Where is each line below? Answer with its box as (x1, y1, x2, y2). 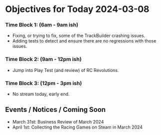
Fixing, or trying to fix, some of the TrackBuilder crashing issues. (12, 32, 146, 38)
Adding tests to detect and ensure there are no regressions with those (12, 38, 157, 44)
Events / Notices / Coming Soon (5, 105, 106, 114)
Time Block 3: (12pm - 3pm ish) (5, 79, 82, 86)
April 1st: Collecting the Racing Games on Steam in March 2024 (12, 124, 143, 130)
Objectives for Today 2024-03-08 (5, 3, 150, 15)
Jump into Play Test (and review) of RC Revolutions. (12, 67, 119, 73)
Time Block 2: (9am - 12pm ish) (5, 56, 82, 63)
